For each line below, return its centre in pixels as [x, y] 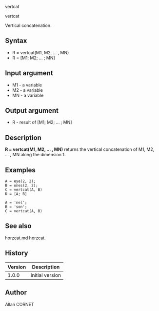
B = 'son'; [16, 207]
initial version [46, 275]
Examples [20, 170]
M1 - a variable [27, 85]
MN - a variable [28, 95]
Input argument [29, 73]
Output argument [32, 111]
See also [18, 226]
